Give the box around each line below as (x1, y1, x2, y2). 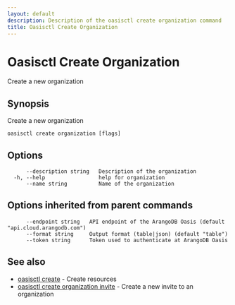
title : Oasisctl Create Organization (7, 23, 118, 30)
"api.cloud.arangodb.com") (7, 224, 87, 232)
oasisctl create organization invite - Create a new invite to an (17, 282, 193, 290)
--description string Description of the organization (25, 167, 197, 175)
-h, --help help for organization (13, 174, 165, 181)
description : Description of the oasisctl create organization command (7, 17, 222, 24)
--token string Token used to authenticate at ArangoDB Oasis (25, 237, 229, 244)
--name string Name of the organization (25, 180, 174, 187)
